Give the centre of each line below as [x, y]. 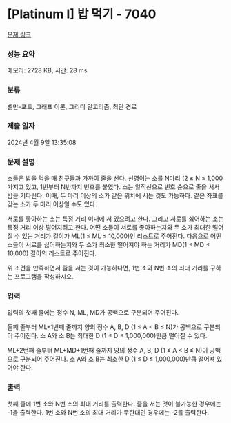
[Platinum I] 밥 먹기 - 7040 [82, 14]
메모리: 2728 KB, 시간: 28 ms [47, 70]
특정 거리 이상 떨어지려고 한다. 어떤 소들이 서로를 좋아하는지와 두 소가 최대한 [109, 228]
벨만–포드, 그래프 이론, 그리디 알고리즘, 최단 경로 [72, 106]
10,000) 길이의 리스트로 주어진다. [52, 253]
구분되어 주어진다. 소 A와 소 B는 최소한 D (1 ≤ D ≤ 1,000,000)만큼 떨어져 [117, 359]
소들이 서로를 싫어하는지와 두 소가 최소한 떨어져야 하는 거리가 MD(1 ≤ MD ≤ [109, 245]
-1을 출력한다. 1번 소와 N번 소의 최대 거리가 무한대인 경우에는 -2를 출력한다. [108, 412]
